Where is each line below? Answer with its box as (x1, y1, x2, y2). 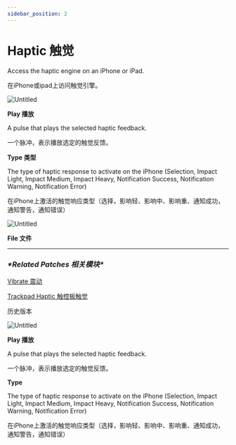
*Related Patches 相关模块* (7, 259, 104, 269)
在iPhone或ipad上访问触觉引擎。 (7, 81, 102, 89)
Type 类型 (7, 153, 37, 162)
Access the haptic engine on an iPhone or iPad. (7, 66, 145, 75)
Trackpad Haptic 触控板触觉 (7, 292, 88, 300)
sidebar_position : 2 (7, 10, 68, 18)
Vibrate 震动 (7, 277, 43, 285)
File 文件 (7, 233, 32, 243)
